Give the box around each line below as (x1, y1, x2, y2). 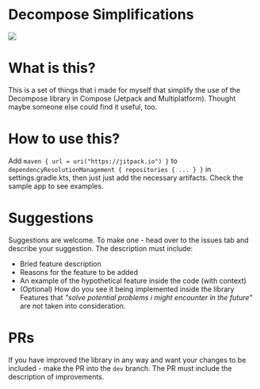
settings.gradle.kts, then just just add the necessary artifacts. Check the (8, 173, 243, 182)
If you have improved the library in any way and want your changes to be (8, 355, 247, 364)
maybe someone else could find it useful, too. (8, 101, 158, 112)
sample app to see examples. (8, 181, 105, 191)
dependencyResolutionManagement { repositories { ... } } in (8, 164, 212, 174)
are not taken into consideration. (19, 301, 126, 311)
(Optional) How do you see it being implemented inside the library (19, 284, 235, 294)
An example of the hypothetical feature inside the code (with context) (19, 276, 247, 285)
